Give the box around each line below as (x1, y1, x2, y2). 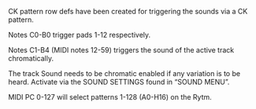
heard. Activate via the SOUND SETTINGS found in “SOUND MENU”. (8, 78, 230, 86)
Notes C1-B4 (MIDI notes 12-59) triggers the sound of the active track (8, 45, 235, 54)
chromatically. (8, 54, 54, 63)
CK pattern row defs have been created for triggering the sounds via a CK (8, 7, 248, 16)
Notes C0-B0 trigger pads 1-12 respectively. (8, 31, 151, 39)
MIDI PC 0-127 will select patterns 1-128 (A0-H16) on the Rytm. (8, 93, 213, 101)
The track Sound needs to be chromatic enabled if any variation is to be (8, 69, 241, 78)
